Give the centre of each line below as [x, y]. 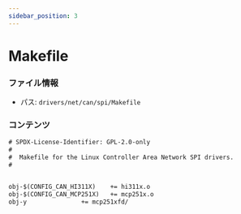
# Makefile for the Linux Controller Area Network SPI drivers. [121, 158]
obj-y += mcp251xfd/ [69, 202]
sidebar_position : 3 [43, 16]
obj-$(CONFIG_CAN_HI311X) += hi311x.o [80, 186]
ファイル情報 [34, 83]
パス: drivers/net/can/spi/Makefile [80, 102]
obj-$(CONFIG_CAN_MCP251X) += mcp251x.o [81, 194]
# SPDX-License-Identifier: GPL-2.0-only [80, 143]
